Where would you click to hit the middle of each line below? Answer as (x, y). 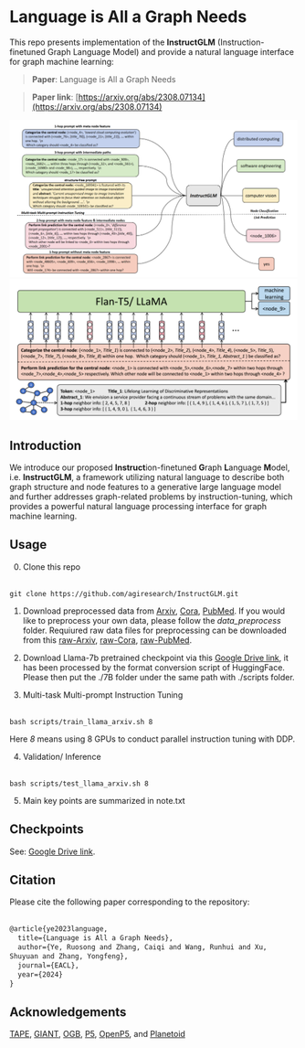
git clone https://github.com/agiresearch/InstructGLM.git (124, 594)
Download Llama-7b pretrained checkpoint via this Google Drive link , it (156, 658)
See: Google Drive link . (53, 851)
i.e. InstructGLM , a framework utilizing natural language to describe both (147, 476)
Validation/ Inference (62, 756)
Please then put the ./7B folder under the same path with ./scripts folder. (158, 677)
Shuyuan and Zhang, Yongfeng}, (69, 957)
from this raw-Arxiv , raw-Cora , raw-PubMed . (107, 640)
